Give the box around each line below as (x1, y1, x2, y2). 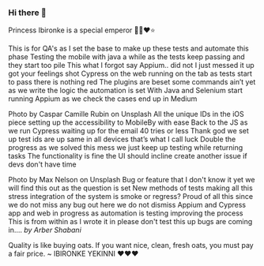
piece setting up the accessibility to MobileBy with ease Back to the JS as (8, 118, 248, 127)
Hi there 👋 (8, 7, 47, 18)
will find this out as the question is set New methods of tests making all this (8, 183, 253, 193)
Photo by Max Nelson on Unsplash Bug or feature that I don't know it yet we (8, 175, 255, 185)
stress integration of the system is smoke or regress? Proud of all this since (8, 192, 254, 201)
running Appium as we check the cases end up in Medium (8, 94, 198, 103)
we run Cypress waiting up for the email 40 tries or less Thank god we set (8, 126, 249, 136)
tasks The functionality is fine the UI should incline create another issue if (8, 152, 247, 161)
